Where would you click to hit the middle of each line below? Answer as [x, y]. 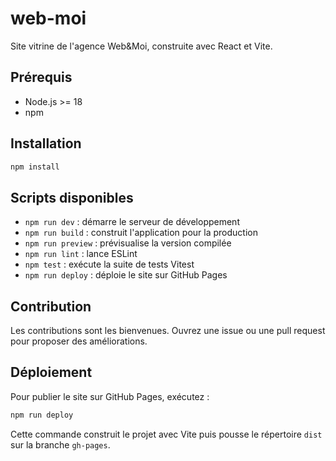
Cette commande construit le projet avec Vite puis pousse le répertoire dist [166, 434]
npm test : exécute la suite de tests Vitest [109, 264]
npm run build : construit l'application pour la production [141, 233]
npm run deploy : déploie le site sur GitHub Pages [126, 275]
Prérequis [41, 77]
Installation [46, 143]
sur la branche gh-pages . [60, 444]
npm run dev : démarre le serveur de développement [132, 222]
